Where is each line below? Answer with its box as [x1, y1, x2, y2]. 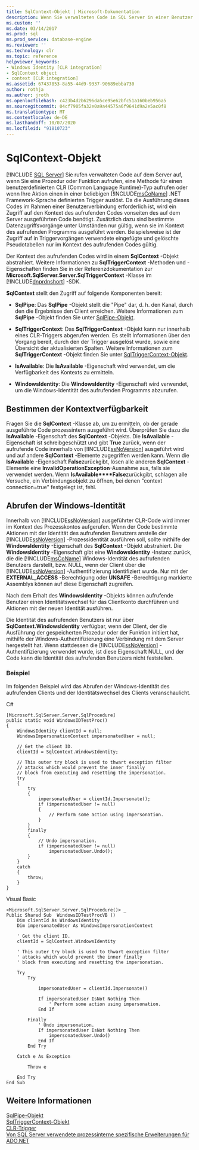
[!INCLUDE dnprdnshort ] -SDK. [6, 277, 81, 285]
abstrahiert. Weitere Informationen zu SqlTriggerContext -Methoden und [6, 258, 186, 266]
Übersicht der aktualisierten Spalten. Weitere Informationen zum [14, 344, 173, 352]
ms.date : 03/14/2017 [6, 25, 58, 32]
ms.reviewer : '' [6, 42, 46, 48]
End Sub [6, 1079, 26, 1085]
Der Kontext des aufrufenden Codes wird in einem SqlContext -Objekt [6, 252, 179, 260]
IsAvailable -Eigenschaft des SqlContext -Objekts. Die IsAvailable [6, 432, 170, 440]
